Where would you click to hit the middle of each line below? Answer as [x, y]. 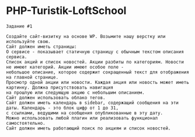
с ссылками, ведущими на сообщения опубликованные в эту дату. [85, 113]
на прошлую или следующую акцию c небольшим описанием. [75, 92]
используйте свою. [28, 41]
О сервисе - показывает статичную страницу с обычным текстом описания [95, 52]
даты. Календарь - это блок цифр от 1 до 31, [62, 108]
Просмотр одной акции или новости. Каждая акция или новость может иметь [98, 82]
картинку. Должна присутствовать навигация [60, 87]
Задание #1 [19, 26]
